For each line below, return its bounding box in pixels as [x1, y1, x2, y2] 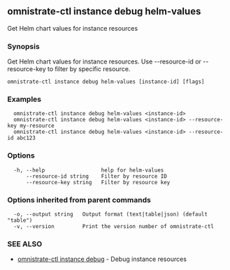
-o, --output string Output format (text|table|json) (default [13, 211, 208, 218]
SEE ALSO [7, 239, 43, 248]
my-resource [20, 122, 55, 130]
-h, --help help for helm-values [13, 167, 164, 174]
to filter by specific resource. [47, 65, 131, 73]
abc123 [16, 135, 36, 142]
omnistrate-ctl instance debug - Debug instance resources [17, 255, 187, 264]
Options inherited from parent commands [7, 195, 152, 204]
